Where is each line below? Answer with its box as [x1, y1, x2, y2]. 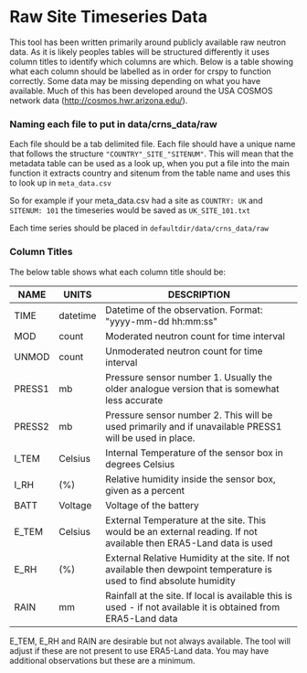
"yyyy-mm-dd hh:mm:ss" [104, 315, 217, 327]
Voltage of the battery [104, 498, 199, 511]
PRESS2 [14, 420, 50, 433]
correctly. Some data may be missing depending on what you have [9, 75, 261, 86]
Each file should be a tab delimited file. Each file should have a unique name [9, 139, 296, 150]
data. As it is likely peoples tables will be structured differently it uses [9, 46, 270, 57]
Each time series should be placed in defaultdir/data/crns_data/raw [9, 222, 270, 234]
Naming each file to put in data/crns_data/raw [9, 117, 217, 130]
